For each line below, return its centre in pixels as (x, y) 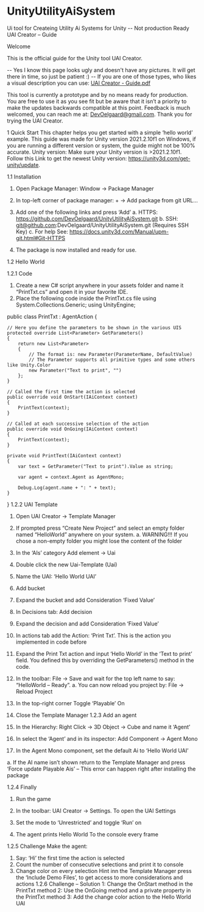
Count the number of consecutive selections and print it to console (100, 864)
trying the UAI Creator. (35, 121)
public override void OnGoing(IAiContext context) (72, 429)
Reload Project (34, 691)
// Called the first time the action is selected (71, 391)
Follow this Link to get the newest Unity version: (67, 158)
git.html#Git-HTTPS (40, 238)
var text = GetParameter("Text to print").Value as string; (96, 466)
